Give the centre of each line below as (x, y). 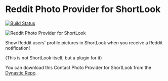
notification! (18, 48)
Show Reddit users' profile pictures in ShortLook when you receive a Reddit (84, 43)
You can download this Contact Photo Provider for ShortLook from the (78, 67)
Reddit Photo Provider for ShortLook (83, 9)
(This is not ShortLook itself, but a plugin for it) (54, 58)
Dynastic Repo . (21, 73)
